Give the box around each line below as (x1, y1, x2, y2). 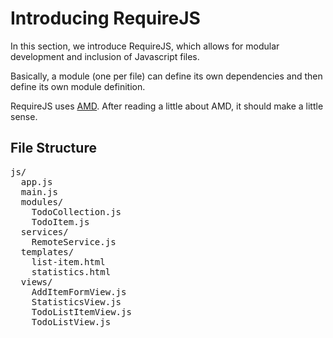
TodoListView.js (31, 316, 112, 327)
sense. (10, 110, 38, 122)
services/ (20, 226, 69, 237)
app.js (20, 176, 53, 187)
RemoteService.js (31, 236, 117, 247)
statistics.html (31, 266, 112, 277)
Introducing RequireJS (10, 7, 201, 30)
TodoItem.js (31, 216, 90, 227)
